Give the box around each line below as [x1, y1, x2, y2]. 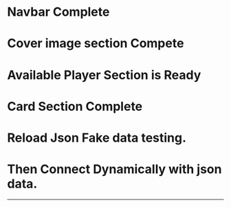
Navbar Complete [7, 4, 110, 20]
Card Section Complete [7, 98, 143, 114]
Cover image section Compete [7, 36, 184, 52]
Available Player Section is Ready [7, 67, 201, 83]
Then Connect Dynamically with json [7, 162, 222, 177]
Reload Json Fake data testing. [7, 130, 187, 145]
